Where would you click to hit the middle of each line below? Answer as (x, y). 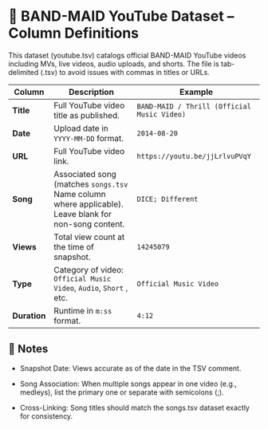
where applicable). (89, 204)
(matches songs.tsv (91, 184)
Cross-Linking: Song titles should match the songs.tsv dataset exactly (134, 407)
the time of (74, 246)
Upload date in (81, 128)
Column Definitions (74, 33)
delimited (24, 72)
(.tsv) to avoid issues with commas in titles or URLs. (125, 72)
